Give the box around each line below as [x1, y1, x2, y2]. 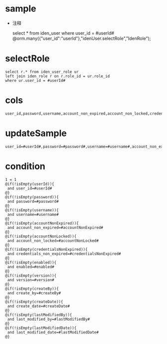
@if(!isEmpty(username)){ [5, 207, 59, 212]
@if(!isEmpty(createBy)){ [5, 286, 59, 291]
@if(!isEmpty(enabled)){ [5, 260, 57, 265]
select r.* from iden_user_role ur [5, 69, 79, 74]
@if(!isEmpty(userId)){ [5, 181, 55, 186]
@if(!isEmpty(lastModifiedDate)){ [5, 325, 77, 331]
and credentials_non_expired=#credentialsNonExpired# [7, 251, 121, 256]
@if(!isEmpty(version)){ [5, 273, 57, 278]
